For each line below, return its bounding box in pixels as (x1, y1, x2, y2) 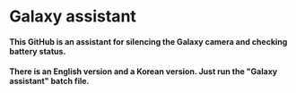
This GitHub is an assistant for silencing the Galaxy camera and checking (9, 36, 288, 46)
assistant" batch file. (9, 76, 90, 87)
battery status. (9, 46, 66, 56)
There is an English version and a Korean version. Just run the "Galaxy (9, 66, 278, 77)
